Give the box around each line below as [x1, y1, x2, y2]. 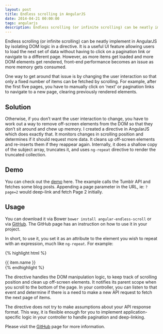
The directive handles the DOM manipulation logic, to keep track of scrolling [5, 274, 157, 280]
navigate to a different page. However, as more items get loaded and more [5, 54, 154, 60]
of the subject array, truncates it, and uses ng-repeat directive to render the [5, 146, 156, 152]
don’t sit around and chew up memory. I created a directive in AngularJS [5, 126, 149, 132]
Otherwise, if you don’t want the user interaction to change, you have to [5, 116, 149, 121]
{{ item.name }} [5, 259, 36, 265]
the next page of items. [5, 294, 51, 300]
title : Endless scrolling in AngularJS [5, 12, 86, 16]
